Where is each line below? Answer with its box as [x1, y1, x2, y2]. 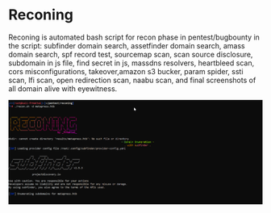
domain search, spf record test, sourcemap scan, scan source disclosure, [8, 49, 253, 59]
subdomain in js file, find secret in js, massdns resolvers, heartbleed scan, [8, 58, 255, 68]
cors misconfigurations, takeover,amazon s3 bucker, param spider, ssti [8, 66, 244, 76]
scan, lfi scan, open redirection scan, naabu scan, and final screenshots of [8, 75, 256, 85]
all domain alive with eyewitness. [8, 83, 118, 94]
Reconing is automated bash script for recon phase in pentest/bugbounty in [8, 32, 261, 42]
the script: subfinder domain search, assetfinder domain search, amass [8, 40, 245, 50]
